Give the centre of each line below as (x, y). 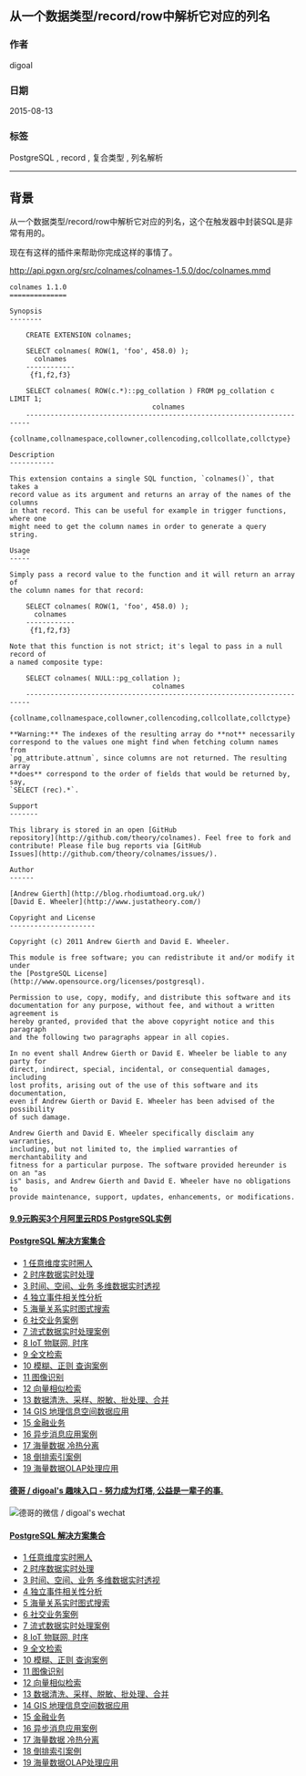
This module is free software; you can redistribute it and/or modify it (153, 958)
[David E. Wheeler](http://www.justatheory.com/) (106, 902)
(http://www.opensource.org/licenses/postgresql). (107, 982)
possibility (32, 1110)
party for (28, 1062)
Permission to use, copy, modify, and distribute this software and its (150, 998)
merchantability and (49, 1158)
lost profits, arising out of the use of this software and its (134, 1085)
